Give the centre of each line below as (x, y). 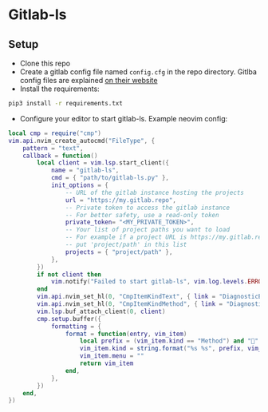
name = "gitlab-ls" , (85, 170)
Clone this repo (45, 63)
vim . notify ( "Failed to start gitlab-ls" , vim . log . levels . (149, 282)
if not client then (69, 274)
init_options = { (80, 185)
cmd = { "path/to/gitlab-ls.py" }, (110, 178)
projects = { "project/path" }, (119, 252)
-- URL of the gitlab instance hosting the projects (155, 192)
